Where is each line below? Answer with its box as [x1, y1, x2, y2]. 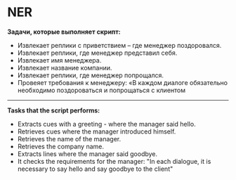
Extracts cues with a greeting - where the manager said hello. [17, 120, 196, 128]
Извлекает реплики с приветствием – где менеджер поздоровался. [17, 41, 222, 49]
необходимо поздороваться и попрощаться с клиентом [17, 86, 186, 94]
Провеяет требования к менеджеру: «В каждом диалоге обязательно [17, 78, 228, 86]
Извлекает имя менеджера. [17, 56, 102, 64]
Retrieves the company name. [17, 142, 104, 150]
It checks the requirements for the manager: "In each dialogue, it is [17, 157, 211, 165]
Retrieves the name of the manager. [17, 134, 122, 143]
